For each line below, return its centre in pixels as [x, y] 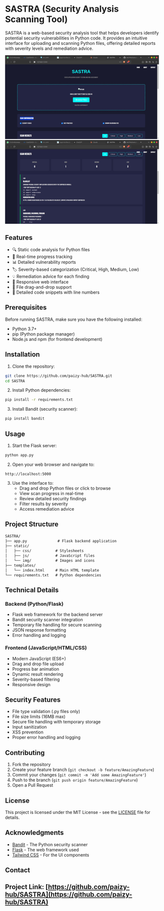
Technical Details [32, 590]
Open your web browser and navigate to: [53, 464]
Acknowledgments [35, 833]
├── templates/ [20, 565]
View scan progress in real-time [51, 493]
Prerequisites [26, 307]
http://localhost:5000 [28, 474]
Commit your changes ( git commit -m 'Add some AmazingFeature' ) [79, 775]
